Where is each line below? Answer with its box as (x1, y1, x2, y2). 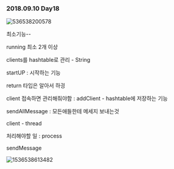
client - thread (6, 120, 42, 127)
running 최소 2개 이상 (6, 44, 58, 51)
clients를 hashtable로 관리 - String (6, 56, 91, 64)
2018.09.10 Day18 (6, 4, 60, 13)
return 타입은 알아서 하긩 (6, 82, 66, 89)
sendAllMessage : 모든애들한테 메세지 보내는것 (6, 108, 120, 115)
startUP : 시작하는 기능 (6, 69, 61, 76)
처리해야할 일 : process (6, 132, 63, 140)
